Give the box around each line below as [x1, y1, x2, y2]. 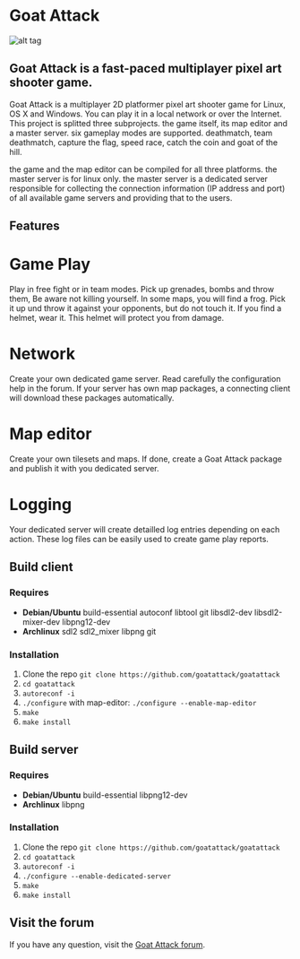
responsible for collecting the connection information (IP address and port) [9, 183, 286, 194]
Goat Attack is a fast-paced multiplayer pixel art [9, 61, 282, 76]
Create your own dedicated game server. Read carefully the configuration [9, 374, 281, 384]
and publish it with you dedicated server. [9, 462, 159, 473]
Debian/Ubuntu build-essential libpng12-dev [21, 790, 188, 800]
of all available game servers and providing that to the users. [9, 192, 233, 203]
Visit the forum [9, 915, 95, 930]
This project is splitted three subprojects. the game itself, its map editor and [9, 117, 288, 128]
